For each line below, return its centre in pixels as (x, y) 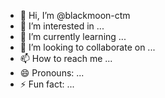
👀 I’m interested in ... (62, 26)
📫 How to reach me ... (66, 58)
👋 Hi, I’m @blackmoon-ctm (75, 15)
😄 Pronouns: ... (52, 73)
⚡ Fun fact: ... (47, 84)
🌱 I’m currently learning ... (73, 36)
